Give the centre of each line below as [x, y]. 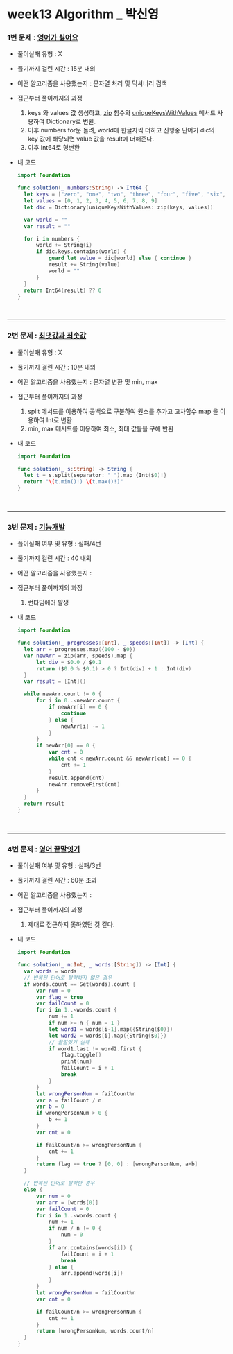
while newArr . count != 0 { [63, 694]
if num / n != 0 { [75, 1229]
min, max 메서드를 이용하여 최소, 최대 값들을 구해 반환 [101, 428]
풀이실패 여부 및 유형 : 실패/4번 [59, 544]
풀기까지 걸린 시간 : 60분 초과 [57, 880]
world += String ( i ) [64, 245]
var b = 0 [50, 1106]
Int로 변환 [59, 419]
